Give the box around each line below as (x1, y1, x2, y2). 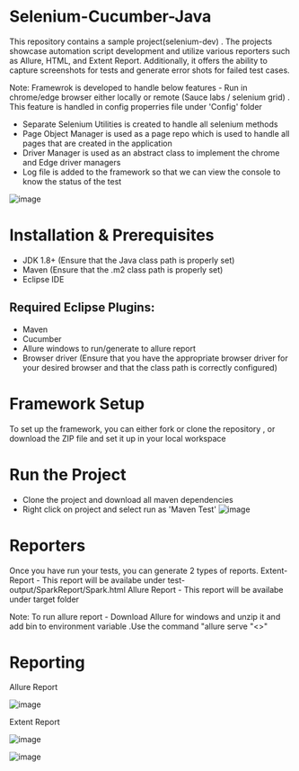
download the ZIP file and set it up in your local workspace (9, 433, 226, 444)
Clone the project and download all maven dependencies (22, 494, 233, 505)
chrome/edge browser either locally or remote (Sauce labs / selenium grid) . (9, 92, 290, 103)
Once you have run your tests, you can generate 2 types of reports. (9, 565, 259, 576)
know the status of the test (22, 175, 122, 186)
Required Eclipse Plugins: (9, 300, 155, 316)
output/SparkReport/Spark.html (9, 584, 126, 595)
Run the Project (9, 464, 127, 485)
